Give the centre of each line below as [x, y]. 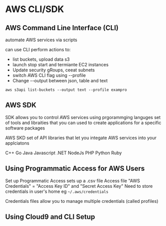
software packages [25, 128]
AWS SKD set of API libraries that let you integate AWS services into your [81, 138]
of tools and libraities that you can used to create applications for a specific [83, 123]
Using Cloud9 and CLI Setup [50, 217]
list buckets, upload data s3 [41, 59]
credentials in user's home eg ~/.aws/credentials [57, 191]
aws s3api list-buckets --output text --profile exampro [66, 90]
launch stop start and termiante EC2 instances [61, 65]
